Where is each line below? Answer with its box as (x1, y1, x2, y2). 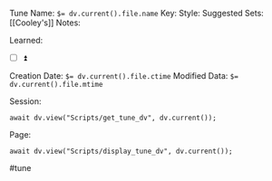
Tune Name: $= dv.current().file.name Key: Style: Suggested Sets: (9, 8, 265, 18)
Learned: (9, 35, 44, 45)
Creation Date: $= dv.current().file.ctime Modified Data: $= (9, 71, 238, 81)
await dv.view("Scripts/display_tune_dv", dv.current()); (9, 147, 233, 157)
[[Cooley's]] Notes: (9, 17, 82, 28)
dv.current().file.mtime (9, 81, 103, 90)
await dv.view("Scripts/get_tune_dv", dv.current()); (9, 113, 218, 123)
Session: (9, 96, 43, 107)
